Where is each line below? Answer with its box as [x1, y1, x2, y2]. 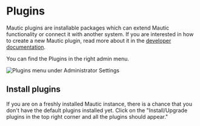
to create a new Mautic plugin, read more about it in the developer [6, 37, 172, 44]
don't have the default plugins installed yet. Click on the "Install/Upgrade [6, 107, 188, 114]
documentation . [6, 43, 46, 51]
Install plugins [6, 84, 61, 95]
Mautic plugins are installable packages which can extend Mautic [6, 24, 170, 31]
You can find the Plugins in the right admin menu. [6, 55, 129, 62]
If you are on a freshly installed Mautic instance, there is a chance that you [6, 100, 193, 107]
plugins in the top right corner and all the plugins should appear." [6, 113, 168, 120]
